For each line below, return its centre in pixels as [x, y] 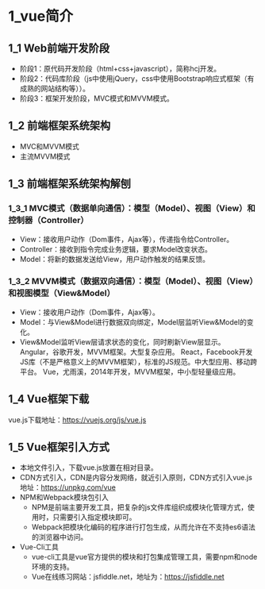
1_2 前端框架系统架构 [60, 126]
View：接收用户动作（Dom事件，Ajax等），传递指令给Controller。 [127, 239]
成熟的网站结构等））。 [54, 89]
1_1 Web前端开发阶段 [59, 48]
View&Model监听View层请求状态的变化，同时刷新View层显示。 [122, 341]
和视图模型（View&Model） [61, 293]
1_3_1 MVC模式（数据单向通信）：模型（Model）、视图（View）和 [132, 209]
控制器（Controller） [48, 221]
